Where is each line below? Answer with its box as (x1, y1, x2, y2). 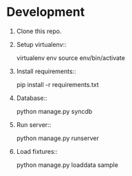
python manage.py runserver (16, 134, 99, 142)
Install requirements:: (16, 67, 76, 75)
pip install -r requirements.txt (16, 80, 99, 88)
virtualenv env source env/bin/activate (16, 53, 125, 62)
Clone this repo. (16, 27, 62, 35)
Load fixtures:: (16, 147, 58, 155)
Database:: (16, 94, 47, 102)
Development (6, 4, 85, 20)
